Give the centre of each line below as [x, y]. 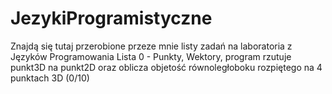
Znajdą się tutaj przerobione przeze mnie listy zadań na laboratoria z [151, 46]
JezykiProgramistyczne [111, 18]
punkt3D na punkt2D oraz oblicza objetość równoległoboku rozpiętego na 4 [166, 67]
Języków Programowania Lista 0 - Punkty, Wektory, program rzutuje [151, 56]
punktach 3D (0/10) [50, 78]
